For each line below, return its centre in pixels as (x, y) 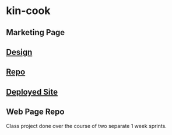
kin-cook (28, 11)
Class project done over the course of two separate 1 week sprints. (87, 126)
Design (19, 52)
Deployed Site (32, 92)
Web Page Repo (35, 112)
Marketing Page (36, 32)
